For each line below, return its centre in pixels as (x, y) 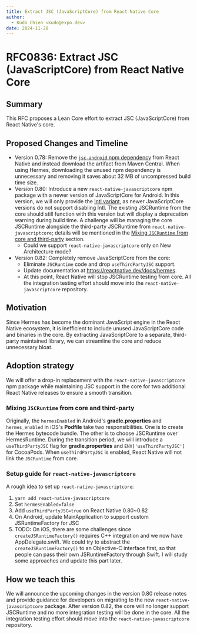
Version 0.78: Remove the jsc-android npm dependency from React (97, 158)
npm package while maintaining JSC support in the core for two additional (96, 386)
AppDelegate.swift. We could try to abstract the (72, 542)
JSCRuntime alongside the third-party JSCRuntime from (83, 227)
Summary (24, 104)
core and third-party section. (50, 239)
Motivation (26, 308)
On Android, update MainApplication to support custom (81, 517)
